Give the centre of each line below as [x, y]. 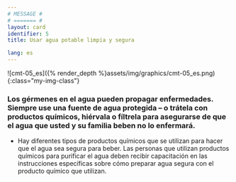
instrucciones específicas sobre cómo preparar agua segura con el [116, 164]
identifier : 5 [28, 34]
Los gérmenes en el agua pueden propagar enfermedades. [111, 98]
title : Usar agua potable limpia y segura [71, 40]
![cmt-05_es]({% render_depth [52, 73]
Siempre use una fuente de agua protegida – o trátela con [107, 108]
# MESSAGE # [25, 14]
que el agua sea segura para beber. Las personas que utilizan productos [123, 149]
